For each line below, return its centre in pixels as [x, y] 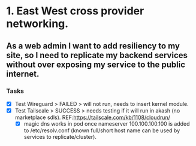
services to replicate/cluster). [60, 137]
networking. [37, 24]
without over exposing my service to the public [96, 64]
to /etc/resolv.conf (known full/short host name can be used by [102, 130]
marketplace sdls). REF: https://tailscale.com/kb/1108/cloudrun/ [93, 117]
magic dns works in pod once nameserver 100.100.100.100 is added [107, 124]
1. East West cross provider [75, 11]
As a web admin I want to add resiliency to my [93, 46]
